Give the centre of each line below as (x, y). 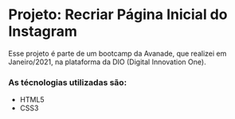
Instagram (43, 31)
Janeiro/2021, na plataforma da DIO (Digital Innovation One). (107, 62)
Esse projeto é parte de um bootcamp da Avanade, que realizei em (117, 53)
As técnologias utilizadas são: (68, 83)
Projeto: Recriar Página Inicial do (118, 15)
